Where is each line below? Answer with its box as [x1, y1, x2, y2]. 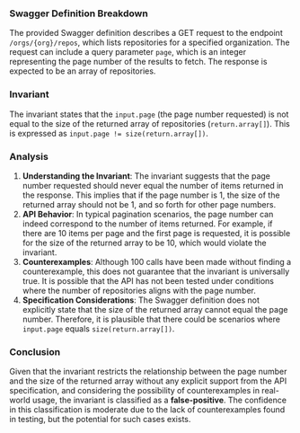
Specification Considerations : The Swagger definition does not [22, 295, 260, 305]
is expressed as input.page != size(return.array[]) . [9, 128, 209, 138]
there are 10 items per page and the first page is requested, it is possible [22, 227, 291, 238]
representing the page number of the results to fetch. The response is [9, 57, 268, 67]
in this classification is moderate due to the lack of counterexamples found [9, 404, 286, 415]
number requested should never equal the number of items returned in [22, 180, 284, 190]
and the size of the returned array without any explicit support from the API [9, 376, 287, 386]
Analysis [9, 150, 49, 163]
